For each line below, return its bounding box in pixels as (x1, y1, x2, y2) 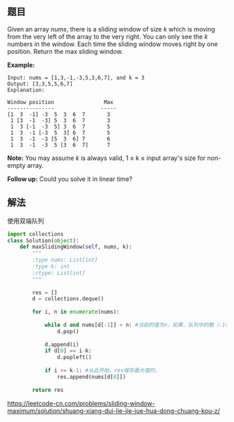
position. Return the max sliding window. (7, 47, 123, 55)
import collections (7, 231, 64, 238)
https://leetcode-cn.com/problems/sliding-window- (7, 399, 155, 407)
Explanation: (7, 86, 45, 94)
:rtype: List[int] (32, 269, 86, 277)
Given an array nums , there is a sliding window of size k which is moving (7, 24, 216, 33)
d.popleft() (56, 354, 92, 361)
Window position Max (7, 99, 114, 105)
